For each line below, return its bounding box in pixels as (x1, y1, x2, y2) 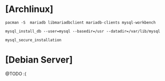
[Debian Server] (5, 54, 73, 65)
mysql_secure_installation (5, 37, 62, 42)
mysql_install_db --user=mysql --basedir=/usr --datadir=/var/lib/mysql (5, 28, 160, 33)
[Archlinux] (5, 3, 54, 15)
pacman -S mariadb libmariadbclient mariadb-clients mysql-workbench (5, 20, 156, 25)
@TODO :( (5, 70, 27, 76)
